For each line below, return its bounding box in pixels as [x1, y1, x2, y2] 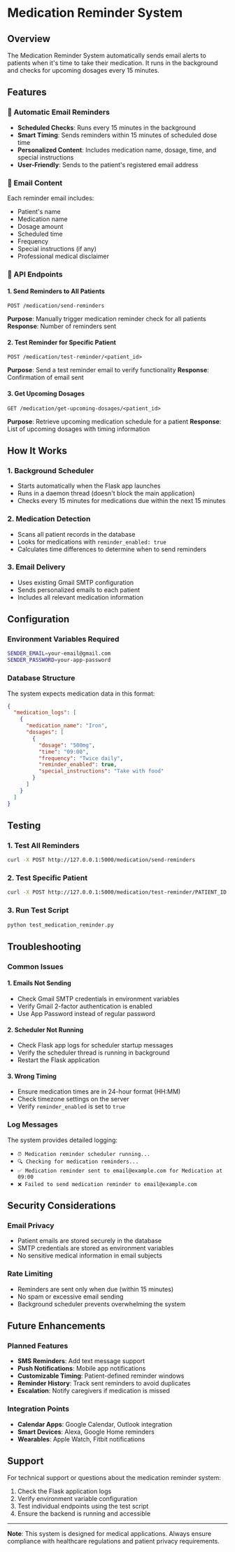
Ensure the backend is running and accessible [17, 1509, 151, 1518]
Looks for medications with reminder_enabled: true [17, 537, 166, 546]
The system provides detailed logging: [7, 1136, 117, 1144]
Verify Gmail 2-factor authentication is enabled [17, 1002, 152, 1010]
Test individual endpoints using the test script [17, 1502, 149, 1511]
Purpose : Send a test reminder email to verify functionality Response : [7, 366, 210, 374]
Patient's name [17, 207, 61, 216]
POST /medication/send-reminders [7, 302, 105, 309]
